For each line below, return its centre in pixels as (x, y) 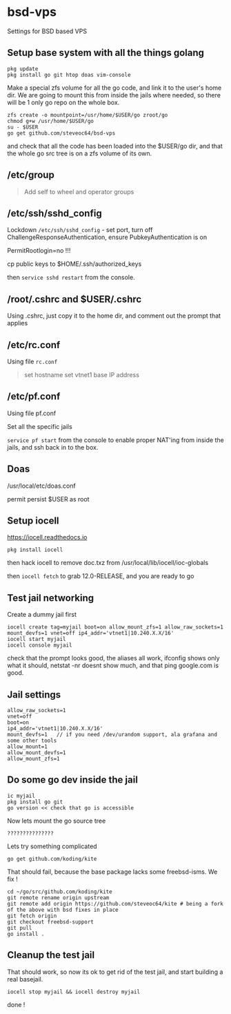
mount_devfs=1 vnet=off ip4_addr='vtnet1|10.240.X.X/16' (91, 633)
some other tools (32, 741)
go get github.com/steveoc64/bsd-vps (61, 133)
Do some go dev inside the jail (72, 780)
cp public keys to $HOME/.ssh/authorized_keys (74, 264)
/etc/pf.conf (34, 397)
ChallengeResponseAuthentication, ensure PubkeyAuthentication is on (107, 237)
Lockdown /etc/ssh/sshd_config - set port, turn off (80, 230)
